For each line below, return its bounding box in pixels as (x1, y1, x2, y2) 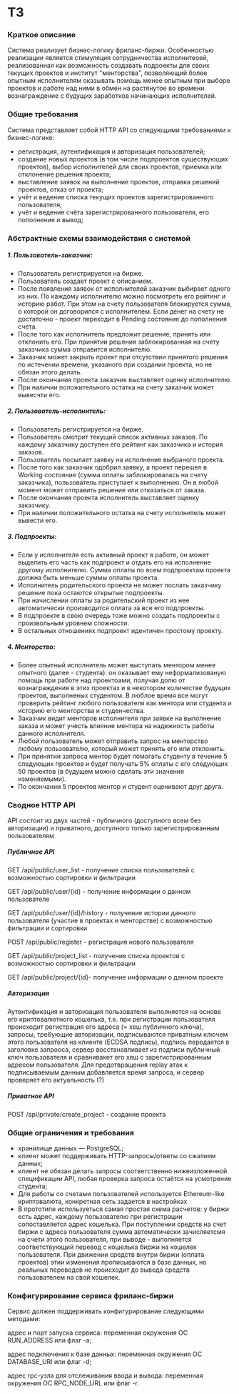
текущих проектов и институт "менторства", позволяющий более (7, 69, 208, 77)
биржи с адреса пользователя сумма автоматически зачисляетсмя (17, 1228, 226, 1236)
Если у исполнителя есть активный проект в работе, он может (17, 550, 209, 559)
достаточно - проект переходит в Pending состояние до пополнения (17, 314, 227, 323)
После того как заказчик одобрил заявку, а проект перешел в (17, 462, 208, 472)
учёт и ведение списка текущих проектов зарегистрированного (17, 192, 214, 201)
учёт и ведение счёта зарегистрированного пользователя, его (17, 208, 210, 216)
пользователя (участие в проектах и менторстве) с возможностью (7, 916, 213, 925)
